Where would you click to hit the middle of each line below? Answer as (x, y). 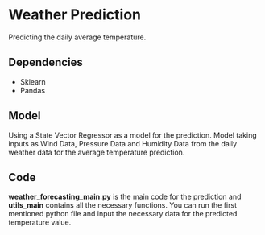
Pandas (33, 90)
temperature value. (40, 222)
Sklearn (33, 81)
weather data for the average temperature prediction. (97, 152)
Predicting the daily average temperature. (77, 37)
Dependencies (46, 62)
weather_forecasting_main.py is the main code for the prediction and (125, 197)
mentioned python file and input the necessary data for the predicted (123, 214)
